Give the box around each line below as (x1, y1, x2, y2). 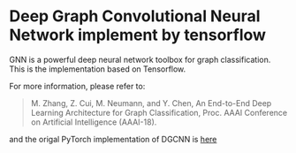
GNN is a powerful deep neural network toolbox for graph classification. (9, 54, 271, 65)
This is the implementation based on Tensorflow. (9, 64, 186, 74)
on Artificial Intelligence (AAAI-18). (30, 117, 157, 127)
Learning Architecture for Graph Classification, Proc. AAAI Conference (30, 107, 288, 118)
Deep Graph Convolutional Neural (9, 6, 261, 27)
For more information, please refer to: (9, 80, 146, 91)
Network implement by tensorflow (9, 25, 267, 45)
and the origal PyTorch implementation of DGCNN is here (9, 134, 217, 144)
